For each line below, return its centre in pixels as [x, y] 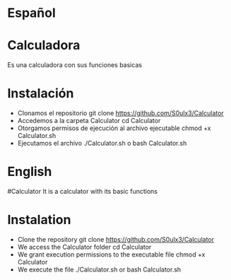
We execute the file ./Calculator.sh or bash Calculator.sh [99, 269]
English [30, 172]
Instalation [39, 220]
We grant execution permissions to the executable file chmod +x [111, 254]
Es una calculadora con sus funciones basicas [75, 65]
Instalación [41, 94]
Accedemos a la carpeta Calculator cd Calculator [89, 121]
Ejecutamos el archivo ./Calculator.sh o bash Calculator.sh [102, 144]
